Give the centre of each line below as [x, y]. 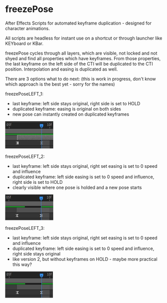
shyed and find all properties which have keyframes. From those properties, [83, 58]
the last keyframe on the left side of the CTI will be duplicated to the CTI [79, 64]
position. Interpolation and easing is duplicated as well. [62, 69]
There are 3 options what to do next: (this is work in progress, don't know [81, 79]
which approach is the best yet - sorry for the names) [60, 84]
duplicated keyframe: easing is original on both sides [67, 109]
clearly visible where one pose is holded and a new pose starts [77, 187]
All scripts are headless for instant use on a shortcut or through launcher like [84, 38]
